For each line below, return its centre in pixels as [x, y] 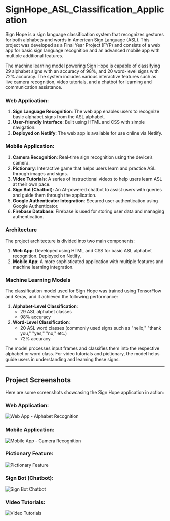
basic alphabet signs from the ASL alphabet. [59, 117]
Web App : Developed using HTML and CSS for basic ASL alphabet [82, 250]
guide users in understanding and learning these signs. [63, 360]
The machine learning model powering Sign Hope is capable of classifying [83, 66]
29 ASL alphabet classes [46, 312]
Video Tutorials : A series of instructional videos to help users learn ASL [88, 179]
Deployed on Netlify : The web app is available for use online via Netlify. [88, 133]
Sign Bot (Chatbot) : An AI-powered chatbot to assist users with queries [87, 189]
